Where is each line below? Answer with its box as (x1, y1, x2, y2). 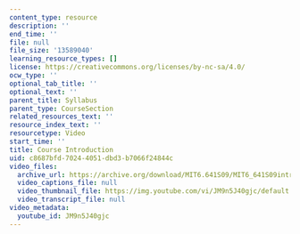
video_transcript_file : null (17, 195, 126, 205)
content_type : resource (9, 12, 98, 22)
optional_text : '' (9, 87, 78, 96)
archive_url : (17, 170, 66, 179)
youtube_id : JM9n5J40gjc (17, 211, 110, 221)
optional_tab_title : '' (9, 79, 98, 88)
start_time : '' (9, 137, 66, 146)
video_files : (9, 162, 58, 171)
